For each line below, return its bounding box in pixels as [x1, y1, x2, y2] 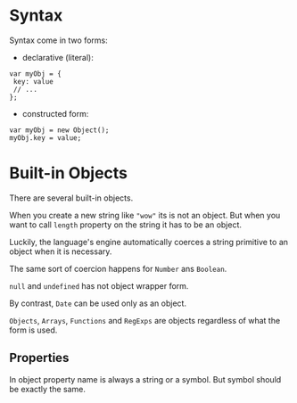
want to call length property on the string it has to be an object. [9, 219, 243, 230]
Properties [9, 350, 70, 366]
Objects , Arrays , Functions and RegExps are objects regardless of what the [9, 315, 281, 325]
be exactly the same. [9, 383, 87, 394]
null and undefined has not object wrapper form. [9, 280, 189, 291]
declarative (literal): [21, 52, 94, 62]
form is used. [9, 325, 58, 335]
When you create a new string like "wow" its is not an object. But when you [9, 210, 281, 220]
